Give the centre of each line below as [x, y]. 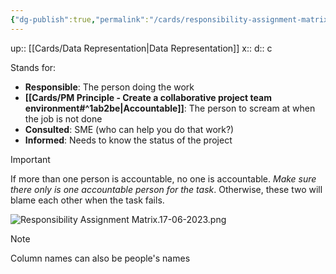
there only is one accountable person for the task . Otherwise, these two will [166, 189]
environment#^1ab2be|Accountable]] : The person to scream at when [170, 108]
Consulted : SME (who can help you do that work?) [129, 129]
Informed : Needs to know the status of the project [128, 140]
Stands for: [33, 67]
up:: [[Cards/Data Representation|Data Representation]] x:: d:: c [141, 48]
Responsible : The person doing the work [109, 87]
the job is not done [63, 118]
